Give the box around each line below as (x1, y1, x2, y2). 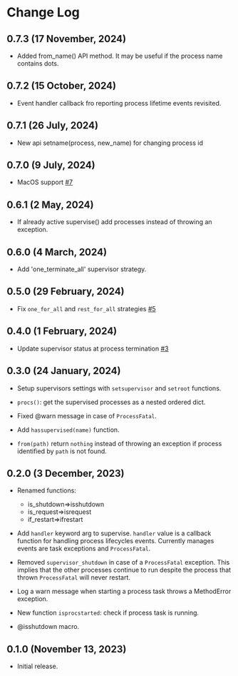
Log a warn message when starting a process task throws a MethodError (16, 587, 232, 596)
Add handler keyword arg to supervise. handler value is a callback (16, 529, 212, 538)
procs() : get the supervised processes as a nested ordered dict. (16, 398, 206, 406)
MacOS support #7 (16, 178, 73, 186)
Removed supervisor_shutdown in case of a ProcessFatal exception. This (16, 558, 230, 567)
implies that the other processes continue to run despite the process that (16, 565, 232, 575)
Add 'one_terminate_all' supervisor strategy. (16, 265, 147, 273)
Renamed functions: (16, 486, 76, 495)
